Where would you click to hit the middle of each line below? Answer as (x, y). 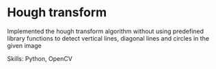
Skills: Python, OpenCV (40, 58)
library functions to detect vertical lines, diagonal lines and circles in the (108, 38)
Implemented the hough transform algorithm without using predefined (105, 31)
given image (25, 45)
